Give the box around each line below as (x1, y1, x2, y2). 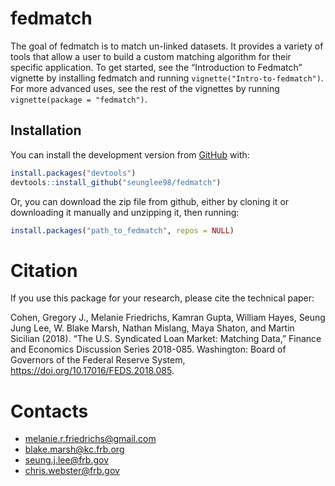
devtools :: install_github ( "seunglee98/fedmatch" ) (10, 177, 222, 187)
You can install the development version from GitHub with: (10, 148, 250, 161)
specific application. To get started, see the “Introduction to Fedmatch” (10, 61, 303, 73)
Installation (10, 122, 82, 139)
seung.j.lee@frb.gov (24, 454, 110, 466)
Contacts (10, 400, 89, 422)
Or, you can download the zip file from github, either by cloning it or (10, 195, 290, 207)
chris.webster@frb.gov (24, 465, 120, 477)
